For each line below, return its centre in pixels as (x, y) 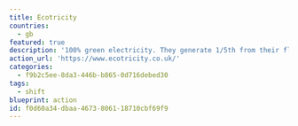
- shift (31, 91)
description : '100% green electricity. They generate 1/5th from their (144, 51)
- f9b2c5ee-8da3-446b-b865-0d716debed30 (93, 75)
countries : (29, 26)
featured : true (37, 42)
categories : (31, 67)
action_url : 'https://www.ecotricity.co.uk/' (94, 59)
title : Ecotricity (43, 17)
